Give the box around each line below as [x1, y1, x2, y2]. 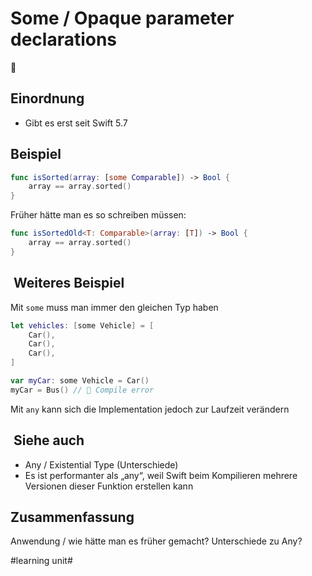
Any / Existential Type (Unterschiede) [24, 458, 179, 471]
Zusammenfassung [10, 508, 135, 526]
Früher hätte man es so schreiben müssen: [10, 209, 187, 221]
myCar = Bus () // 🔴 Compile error [10, 385, 155, 395]
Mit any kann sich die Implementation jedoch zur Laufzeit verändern [10, 403, 290, 415]
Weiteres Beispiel [13, 275, 125, 292]
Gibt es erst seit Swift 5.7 [24, 117, 128, 129]
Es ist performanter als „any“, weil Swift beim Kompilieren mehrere [24, 469, 298, 481]
